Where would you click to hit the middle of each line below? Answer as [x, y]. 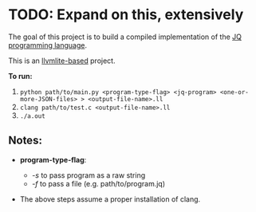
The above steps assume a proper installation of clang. [110, 199]
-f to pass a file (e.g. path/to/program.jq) [98, 183]
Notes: [25, 141]
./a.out [32, 116]
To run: [20, 76]
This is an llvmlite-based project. [62, 61]
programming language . [48, 45]
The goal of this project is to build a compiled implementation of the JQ [125, 37]
